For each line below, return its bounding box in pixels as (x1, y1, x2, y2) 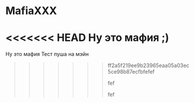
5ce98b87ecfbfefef (107, 68, 155, 75)
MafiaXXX (5, 4, 57, 18)
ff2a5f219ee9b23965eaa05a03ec (107, 62, 190, 69)
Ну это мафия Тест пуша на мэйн (5, 51, 89, 58)
